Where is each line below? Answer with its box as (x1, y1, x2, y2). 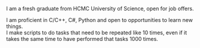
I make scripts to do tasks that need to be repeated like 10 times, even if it (6, 29, 187, 36)
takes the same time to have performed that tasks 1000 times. (6, 36, 158, 42)
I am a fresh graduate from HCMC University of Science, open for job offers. (6, 5, 194, 12)
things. (6, 23, 23, 30)
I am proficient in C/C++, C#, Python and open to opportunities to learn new (6, 17, 193, 23)
